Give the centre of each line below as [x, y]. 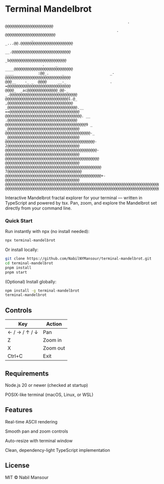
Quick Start [19, 221]
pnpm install [18, 268]
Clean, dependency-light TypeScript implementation [58, 450]
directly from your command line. [39, 208]
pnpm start [16, 272]
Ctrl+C [15, 356]
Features [19, 410]
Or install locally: [22, 250]
